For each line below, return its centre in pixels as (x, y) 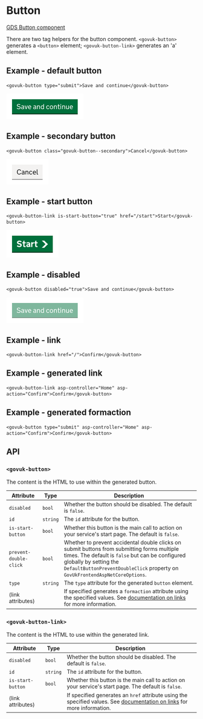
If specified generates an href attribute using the (127, 695)
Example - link (34, 340)
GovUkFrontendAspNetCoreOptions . (105, 574)
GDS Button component (36, 27)
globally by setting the (91, 561)
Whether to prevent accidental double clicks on (122, 542)
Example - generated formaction (69, 413)
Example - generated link (54, 373)
